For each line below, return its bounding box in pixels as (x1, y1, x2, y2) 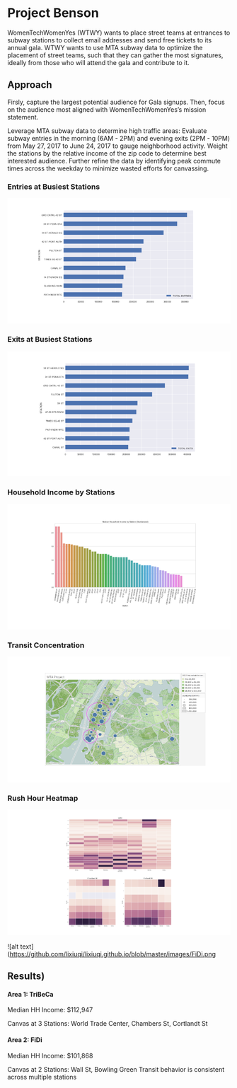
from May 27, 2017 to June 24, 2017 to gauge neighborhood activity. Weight (7, 141, 228, 150)
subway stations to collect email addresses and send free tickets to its (7, 35, 212, 44)
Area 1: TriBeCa (7, 990, 54, 998)
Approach (7, 79, 52, 91)
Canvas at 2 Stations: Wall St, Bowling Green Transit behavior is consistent (7, 1065, 225, 1073)
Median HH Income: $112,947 (7, 1006, 93, 1014)
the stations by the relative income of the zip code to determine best (7, 149, 207, 157)
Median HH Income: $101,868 (7, 1051, 93, 1060)
